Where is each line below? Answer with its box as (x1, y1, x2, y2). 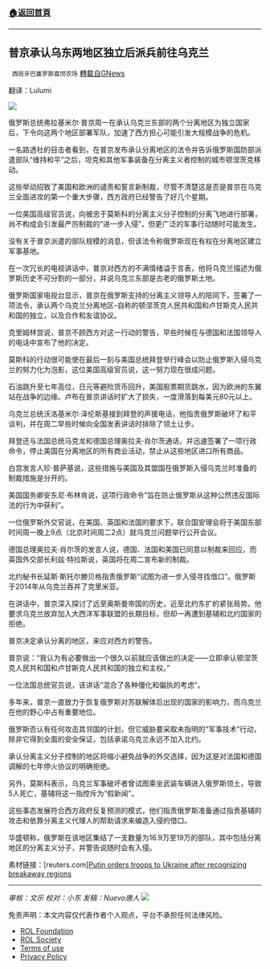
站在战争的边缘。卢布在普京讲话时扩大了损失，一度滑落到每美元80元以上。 (8, 392, 257, 402)
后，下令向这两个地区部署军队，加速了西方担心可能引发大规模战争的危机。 (8, 128, 255, 137)
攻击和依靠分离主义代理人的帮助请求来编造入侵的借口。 (8, 816, 191, 825)
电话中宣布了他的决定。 (14, 337, 93, 347)
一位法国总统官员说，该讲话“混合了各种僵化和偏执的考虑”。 (8, 681, 205, 690)
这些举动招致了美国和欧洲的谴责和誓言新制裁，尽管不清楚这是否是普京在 (8, 182, 247, 192)
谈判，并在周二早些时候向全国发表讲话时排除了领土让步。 (8, 419, 198, 429)
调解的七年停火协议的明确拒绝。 (8, 762, 114, 771)
